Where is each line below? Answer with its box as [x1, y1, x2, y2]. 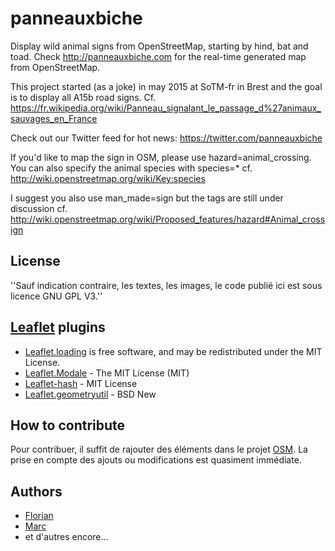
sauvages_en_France [10, 112, 98, 124]
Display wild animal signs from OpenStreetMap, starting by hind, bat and [10, 40, 309, 52]
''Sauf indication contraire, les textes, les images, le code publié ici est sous [10, 279, 323, 291]
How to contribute [10, 417, 126, 434]
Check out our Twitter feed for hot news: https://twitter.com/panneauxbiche [10, 132, 323, 144]
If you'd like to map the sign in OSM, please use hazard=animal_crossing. [10, 151, 312, 163]
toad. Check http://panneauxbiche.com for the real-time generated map [10, 50, 307, 62]
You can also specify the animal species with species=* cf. [10, 162, 253, 174]
